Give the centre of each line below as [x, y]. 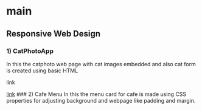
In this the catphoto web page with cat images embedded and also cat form [101, 64]
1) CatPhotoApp [30, 51]
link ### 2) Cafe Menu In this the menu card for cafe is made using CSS [96, 94]
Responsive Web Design [54, 34]
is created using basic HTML [42, 70]
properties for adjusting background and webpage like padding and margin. [101, 100]
